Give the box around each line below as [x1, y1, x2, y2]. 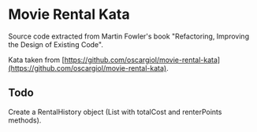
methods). [8, 115, 42, 125]
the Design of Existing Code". [8, 39, 104, 49]
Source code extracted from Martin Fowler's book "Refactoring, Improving [8, 31, 250, 41]
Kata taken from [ [8, 55, 65, 64]
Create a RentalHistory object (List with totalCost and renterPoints [8, 107, 222, 116]
